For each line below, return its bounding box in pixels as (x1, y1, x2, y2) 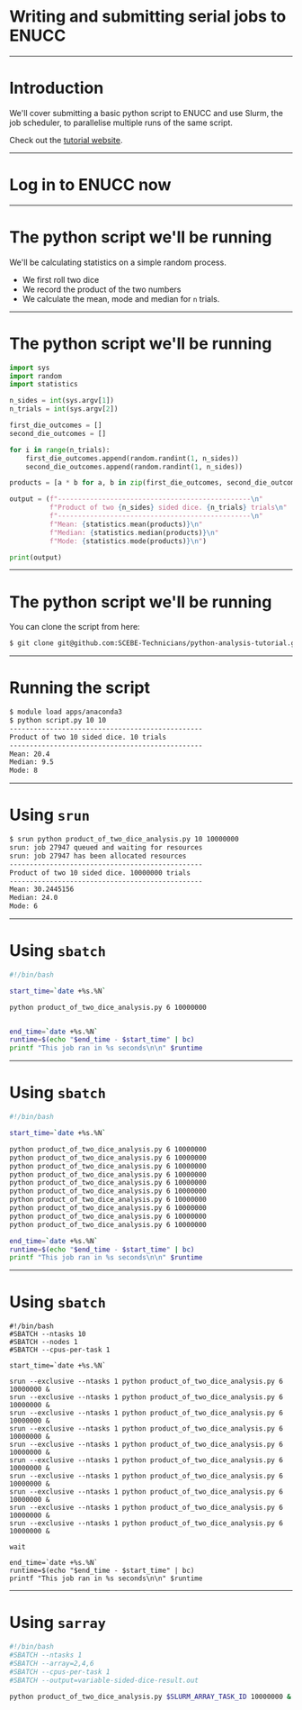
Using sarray (9, 1613, 106, 1633)
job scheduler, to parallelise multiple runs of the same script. (9, 117, 234, 128)
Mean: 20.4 (9, 750, 50, 759)
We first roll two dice (22, 274, 100, 285)
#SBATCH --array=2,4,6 (9, 1659, 94, 1668)
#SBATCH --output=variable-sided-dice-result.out (9, 1676, 200, 1685)
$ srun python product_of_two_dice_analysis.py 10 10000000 (9, 835, 240, 844)
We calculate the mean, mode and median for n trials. (22, 293, 220, 304)
